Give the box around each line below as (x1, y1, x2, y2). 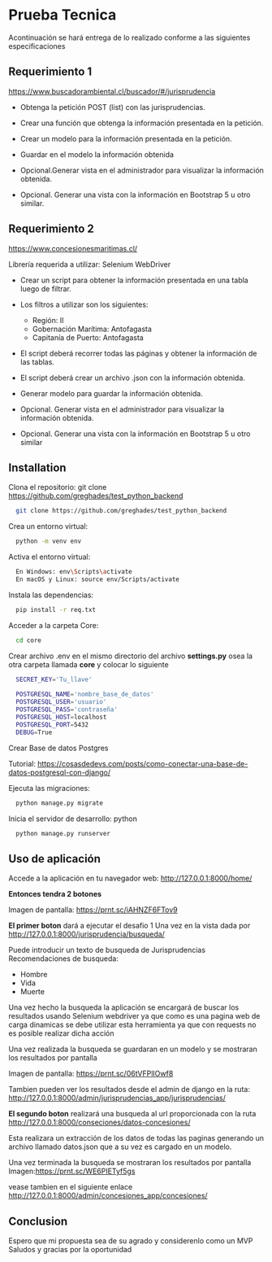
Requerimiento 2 (8, 222, 95, 236)
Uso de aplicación (8, 852, 101, 866)
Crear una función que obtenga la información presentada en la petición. (19, 118, 264, 128)
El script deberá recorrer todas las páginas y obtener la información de (19, 348, 257, 358)
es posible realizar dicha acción (8, 1028, 115, 1038)
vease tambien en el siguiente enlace (8, 1182, 133, 1192)
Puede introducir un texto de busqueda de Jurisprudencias (8, 945, 205, 955)
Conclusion (8, 1214, 68, 1228)
